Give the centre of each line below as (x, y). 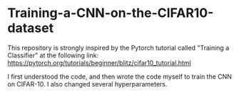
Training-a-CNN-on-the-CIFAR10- (111, 13)
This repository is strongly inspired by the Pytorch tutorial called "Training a (118, 47)
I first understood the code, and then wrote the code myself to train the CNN (119, 77)
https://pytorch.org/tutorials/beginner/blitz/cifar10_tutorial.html (99, 62)
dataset (31, 28)
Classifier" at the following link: (53, 55)
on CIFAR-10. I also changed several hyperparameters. (87, 84)
